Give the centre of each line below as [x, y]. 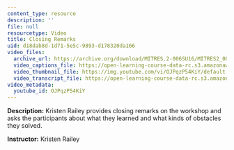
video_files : [26, 53]
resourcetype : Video [37, 33]
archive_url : [32, 59]
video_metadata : [31, 85]
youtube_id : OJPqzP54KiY [49, 91]
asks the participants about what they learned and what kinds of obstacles [114, 118]
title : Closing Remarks [42, 40]
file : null [23, 26]
